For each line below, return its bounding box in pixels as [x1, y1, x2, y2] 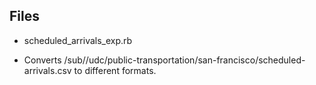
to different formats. [73, 64, 157, 76]
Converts [23, 54, 62, 66]
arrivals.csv [23, 64, 72, 76]
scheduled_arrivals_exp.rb [23, 34, 133, 46]
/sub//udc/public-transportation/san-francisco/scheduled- [63, 54, 306, 66]
